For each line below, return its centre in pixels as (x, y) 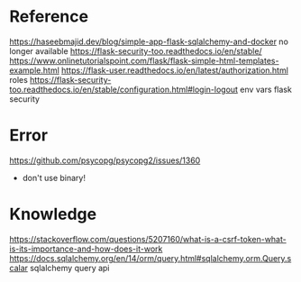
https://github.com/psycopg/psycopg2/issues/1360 (105, 160)
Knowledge (53, 214)
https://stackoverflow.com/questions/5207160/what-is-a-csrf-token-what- (148, 239)
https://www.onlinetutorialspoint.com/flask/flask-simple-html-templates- (144, 60)
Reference (49, 17)
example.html (35, 70)
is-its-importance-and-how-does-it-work (86, 249)
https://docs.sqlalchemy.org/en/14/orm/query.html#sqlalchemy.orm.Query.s (150, 258)
